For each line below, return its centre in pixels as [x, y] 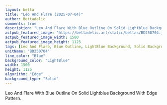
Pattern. [13, 98]
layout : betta [20, 10]
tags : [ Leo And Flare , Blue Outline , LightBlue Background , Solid [75, 47]
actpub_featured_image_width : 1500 [42, 38]
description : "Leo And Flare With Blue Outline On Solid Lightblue [77, 28]
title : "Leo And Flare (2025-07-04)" [44, 14]
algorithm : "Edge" [24, 74]
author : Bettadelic [25, 19]
